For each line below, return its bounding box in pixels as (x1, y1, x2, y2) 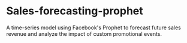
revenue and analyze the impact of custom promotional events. (6, 30, 162, 37)
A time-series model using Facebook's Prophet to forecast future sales (6, 24, 181, 31)
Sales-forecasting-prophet (6, 4, 144, 18)
